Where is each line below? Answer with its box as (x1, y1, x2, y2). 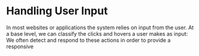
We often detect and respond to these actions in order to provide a (6, 36, 171, 43)
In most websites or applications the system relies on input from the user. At (6, 24, 194, 31)
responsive (6, 43, 34, 50)
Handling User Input (6, 4, 108, 18)
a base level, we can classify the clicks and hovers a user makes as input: (6, 30, 188, 37)
